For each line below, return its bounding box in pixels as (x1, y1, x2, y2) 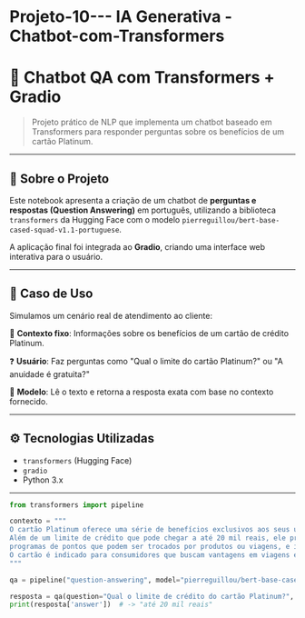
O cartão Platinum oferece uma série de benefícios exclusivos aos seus (9, 525, 290, 534)
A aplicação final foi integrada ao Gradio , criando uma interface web (9, 241, 266, 252)
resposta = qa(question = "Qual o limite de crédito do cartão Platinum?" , (9, 592, 295, 601)
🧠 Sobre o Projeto (9, 171, 110, 186)
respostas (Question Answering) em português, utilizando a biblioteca (9, 204, 277, 215)
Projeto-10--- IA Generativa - (9, 6, 233, 27)
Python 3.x (22, 474, 64, 485)
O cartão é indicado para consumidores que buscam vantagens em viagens (9, 550, 290, 560)
